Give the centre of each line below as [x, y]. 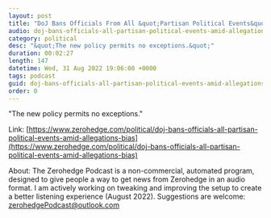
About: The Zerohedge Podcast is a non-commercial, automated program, [131, 171]
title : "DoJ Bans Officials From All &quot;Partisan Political [117, 23]
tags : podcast [32, 76]
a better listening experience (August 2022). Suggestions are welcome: [127, 197]
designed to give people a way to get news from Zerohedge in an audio [127, 179]
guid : [17, 83]
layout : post [30, 16]
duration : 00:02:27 [41, 53]
